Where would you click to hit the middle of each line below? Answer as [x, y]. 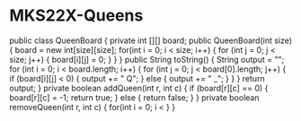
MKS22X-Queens [76, 16]
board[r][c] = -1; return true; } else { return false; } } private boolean [134, 97]
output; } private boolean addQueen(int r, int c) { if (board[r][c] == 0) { [139, 88]
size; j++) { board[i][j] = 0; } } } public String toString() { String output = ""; [147, 59]
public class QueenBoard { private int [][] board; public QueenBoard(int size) [151, 40]
